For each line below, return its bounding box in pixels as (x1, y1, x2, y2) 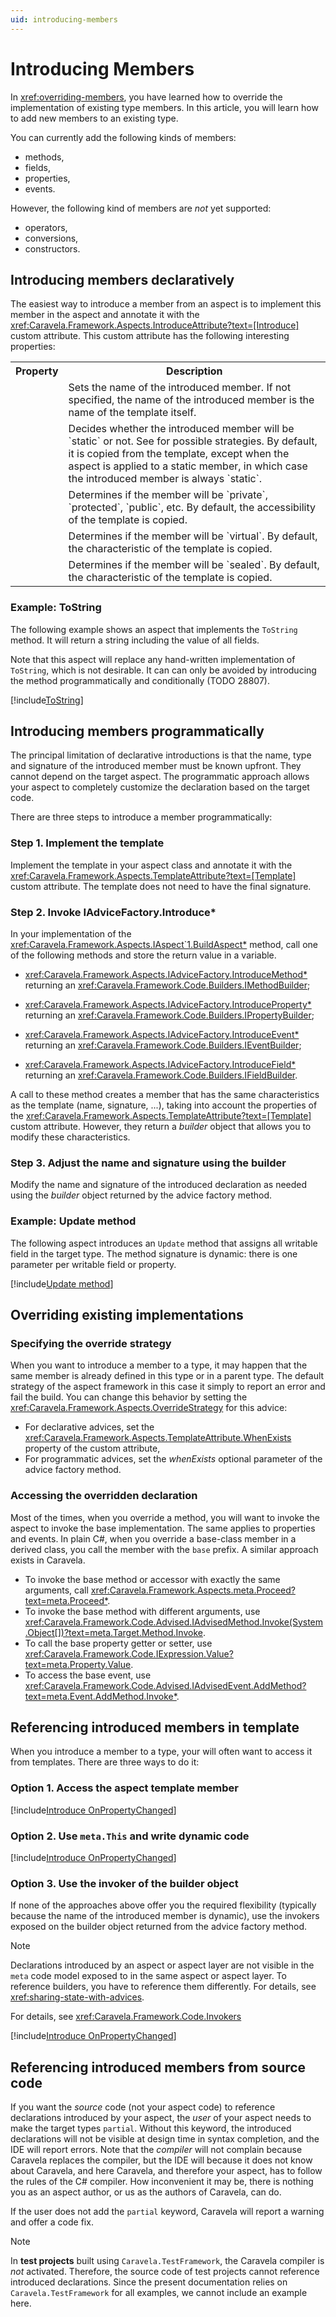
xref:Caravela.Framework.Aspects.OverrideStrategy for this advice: (10, 1402, 288, 1414)
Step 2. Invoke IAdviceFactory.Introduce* (10, 905, 217, 919)
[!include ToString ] (10, 694, 84, 706)
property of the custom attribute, (24, 1442, 161, 1455)
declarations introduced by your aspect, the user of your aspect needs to (10, 2112, 312, 2124)
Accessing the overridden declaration (10, 1489, 198, 1503)
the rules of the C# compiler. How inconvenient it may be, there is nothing (10, 2176, 314, 2188)
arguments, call (24, 1584, 89, 1596)
